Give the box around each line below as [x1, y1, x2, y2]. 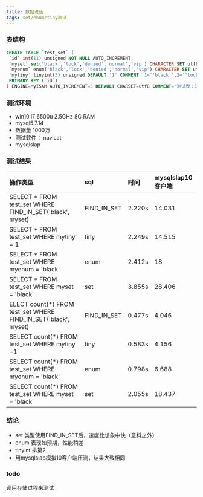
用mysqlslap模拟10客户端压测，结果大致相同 [14, 454, 126, 461]
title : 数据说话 [6, 8, 43, 15]
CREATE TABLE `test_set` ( [6, 50, 74, 56]
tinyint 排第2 [14, 446, 47, 453]
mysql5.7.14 [14, 119, 44, 127]
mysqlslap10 [154, 173, 193, 181]
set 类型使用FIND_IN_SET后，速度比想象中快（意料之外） [14, 431, 158, 438]
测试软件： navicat [14, 134, 62, 141]
